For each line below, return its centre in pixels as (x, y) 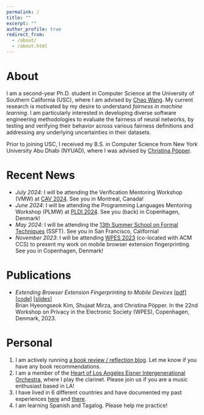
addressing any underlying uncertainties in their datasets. (79, 132)
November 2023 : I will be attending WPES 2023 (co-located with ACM (104, 237)
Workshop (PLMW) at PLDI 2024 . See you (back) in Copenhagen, (97, 211)
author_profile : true (34, 29)
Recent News (41, 175)
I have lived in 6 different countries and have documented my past (98, 392)
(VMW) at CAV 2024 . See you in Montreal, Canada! (79, 199)
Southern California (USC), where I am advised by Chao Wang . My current (100, 100)
